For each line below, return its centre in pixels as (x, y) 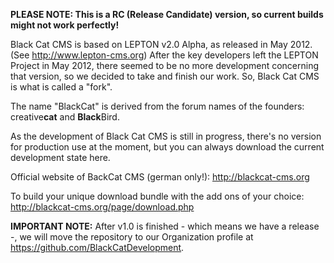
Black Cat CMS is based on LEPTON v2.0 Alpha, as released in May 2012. (161, 44)
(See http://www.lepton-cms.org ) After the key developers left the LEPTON (164, 55)
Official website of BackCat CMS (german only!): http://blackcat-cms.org (160, 177)
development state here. (60, 157)
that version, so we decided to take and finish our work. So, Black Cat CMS (165, 76)
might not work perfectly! (65, 25)
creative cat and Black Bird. (65, 117)
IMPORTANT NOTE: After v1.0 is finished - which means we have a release (165, 226)
